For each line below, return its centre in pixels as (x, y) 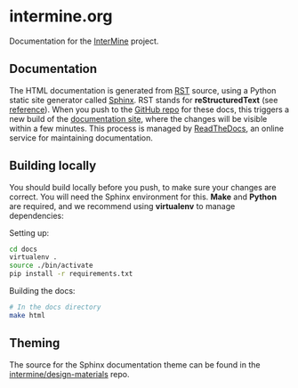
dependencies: (36, 215)
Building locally (53, 166)
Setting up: (29, 232)
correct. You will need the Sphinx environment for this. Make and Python (143, 197)
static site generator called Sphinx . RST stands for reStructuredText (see (144, 100)
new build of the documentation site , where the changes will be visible (138, 118)
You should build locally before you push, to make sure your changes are (143, 187)
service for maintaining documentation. (81, 137)
